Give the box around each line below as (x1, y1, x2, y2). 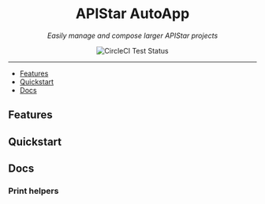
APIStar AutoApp (75, 5, 190, 23)
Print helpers (8, 186, 59, 197)
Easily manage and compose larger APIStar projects (47, 31, 218, 40)
